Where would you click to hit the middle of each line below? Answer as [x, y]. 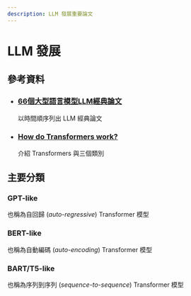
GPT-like [23, 198]
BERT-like [24, 233]
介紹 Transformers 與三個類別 [61, 153]
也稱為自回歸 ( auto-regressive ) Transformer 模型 [79, 215]
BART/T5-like [31, 268]
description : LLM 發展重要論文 [50, 14]
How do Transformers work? [68, 137]
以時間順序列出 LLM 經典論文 [60, 118]
